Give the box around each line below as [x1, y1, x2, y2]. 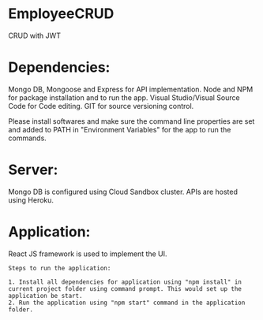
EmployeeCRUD [8, 5, 115, 23]
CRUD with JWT [8, 31, 62, 40]
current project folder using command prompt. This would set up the [8, 285, 242, 292]
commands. [8, 133, 47, 143]
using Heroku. [8, 195, 54, 205]
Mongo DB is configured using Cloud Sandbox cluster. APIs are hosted [8, 187, 239, 196]
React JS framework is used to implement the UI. [8, 249, 167, 259]
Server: [8, 161, 58, 179]
